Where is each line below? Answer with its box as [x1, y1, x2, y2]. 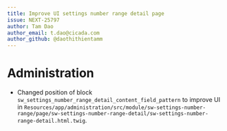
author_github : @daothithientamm [7, 36, 103, 43]
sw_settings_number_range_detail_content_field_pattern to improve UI [17, 96, 221, 104]
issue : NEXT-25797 [7, 17, 60, 23]
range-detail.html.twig [17, 118, 86, 125]
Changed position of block [17, 88, 93, 97]
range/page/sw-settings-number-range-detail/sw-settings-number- [17, 110, 208, 117]
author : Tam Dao [7, 23, 54, 30]
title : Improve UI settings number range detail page [7, 10, 165, 17]
